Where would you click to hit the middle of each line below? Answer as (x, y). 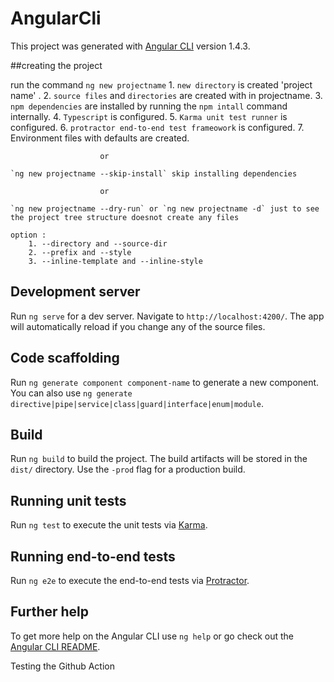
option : (28, 235)
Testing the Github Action (62, 666)
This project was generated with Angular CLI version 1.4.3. (130, 46)
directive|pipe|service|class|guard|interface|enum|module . (137, 403)
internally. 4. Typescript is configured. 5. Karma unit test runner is (149, 116)
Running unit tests (68, 500)
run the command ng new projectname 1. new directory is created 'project (161, 84)
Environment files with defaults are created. (100, 138)
